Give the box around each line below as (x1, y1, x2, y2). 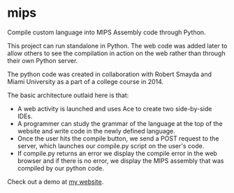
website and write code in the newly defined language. (17, 127, 176, 135)
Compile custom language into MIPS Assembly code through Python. (7, 28, 206, 36)
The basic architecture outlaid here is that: (7, 91, 129, 99)
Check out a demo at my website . (7, 177, 104, 186)
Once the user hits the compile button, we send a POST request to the (17, 134, 219, 143)
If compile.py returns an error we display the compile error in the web (17, 149, 218, 157)
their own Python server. (7, 56, 78, 64)
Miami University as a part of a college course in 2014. (7, 77, 164, 85)
